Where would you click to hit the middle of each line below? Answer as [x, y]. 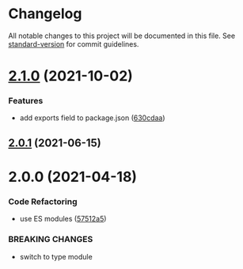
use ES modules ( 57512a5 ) [63, 219]
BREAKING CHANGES [51, 240]
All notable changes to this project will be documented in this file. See [122, 36]
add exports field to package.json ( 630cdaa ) [92, 118]
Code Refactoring [43, 201]
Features [26, 101]
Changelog [45, 14]
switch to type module [56, 256]
